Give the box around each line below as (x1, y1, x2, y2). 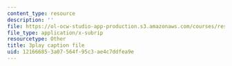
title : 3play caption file (7, 42, 85, 49)
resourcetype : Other (7, 36, 67, 43)
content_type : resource (7, 10, 76, 17)
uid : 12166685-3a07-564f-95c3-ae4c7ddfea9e (7, 49, 135, 56)
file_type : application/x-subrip (7, 29, 104, 36)
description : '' (7, 16, 54, 23)
